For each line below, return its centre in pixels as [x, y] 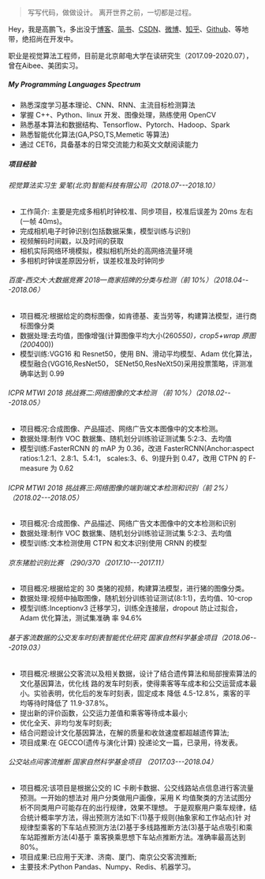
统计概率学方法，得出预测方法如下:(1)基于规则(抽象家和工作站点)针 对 [138, 817]
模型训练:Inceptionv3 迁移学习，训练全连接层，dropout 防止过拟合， [131, 608]
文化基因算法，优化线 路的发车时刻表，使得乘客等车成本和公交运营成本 [134, 683]
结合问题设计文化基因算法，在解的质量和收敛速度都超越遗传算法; [125, 732]
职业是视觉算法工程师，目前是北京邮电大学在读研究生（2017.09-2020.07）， [131, 56]
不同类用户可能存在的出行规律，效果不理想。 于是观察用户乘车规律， [138, 807]
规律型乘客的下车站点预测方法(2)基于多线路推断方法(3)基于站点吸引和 [132, 827]
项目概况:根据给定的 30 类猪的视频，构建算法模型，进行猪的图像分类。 [134, 588]
